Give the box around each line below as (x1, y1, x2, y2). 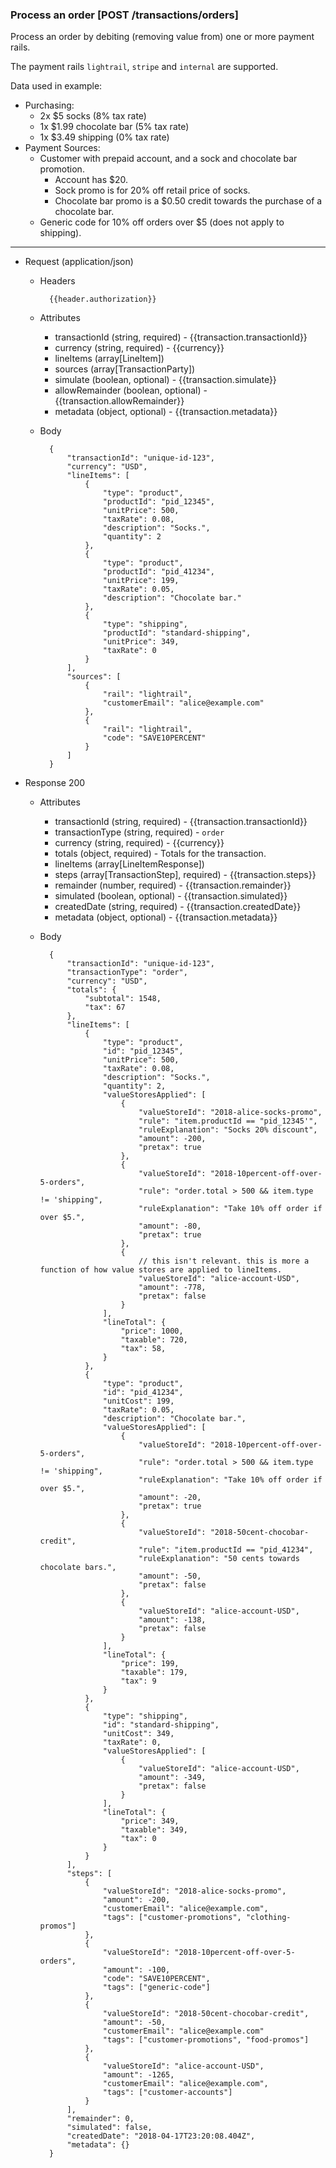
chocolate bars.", (39, 1563, 117, 1573)
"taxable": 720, (120, 1335, 188, 1345)
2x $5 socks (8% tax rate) (39, 110, 147, 122)
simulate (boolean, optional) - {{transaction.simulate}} (54, 374, 277, 386)
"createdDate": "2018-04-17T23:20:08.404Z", (66, 2131, 256, 2142)
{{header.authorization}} (48, 294, 157, 305)
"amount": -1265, (102, 2070, 175, 2080)
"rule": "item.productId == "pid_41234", (138, 1545, 314, 1555)
